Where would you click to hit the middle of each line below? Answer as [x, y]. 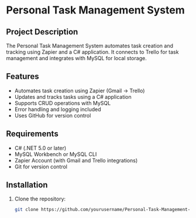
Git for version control [41, 167]
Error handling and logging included [58, 109]
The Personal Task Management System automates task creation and [90, 46]
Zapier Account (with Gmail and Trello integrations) [76, 160]
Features [23, 77]
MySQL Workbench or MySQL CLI [56, 154]
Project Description [42, 32]
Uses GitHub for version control [53, 115]
